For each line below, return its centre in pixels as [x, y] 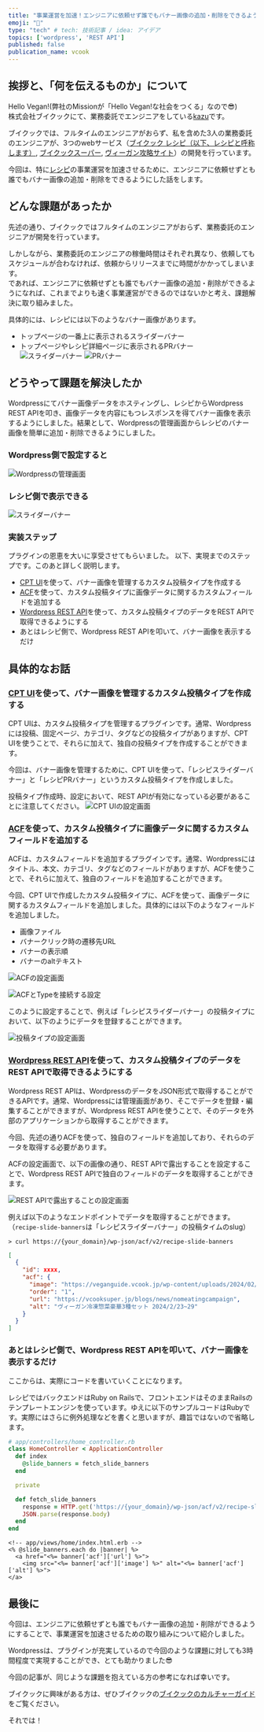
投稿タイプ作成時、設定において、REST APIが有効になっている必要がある [126, 797]
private [28, 1485]
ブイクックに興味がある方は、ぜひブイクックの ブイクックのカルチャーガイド [132, 1693]
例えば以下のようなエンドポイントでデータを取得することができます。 [121, 1216]
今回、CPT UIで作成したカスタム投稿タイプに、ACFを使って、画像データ [126, 895]
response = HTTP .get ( [57, 1507]
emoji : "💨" [26, 23]
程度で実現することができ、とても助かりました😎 [93, 1660]
